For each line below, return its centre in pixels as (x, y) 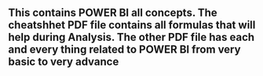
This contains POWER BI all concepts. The (113, 13)
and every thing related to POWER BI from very (124, 50)
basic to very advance (64, 62)
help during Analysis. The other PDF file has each (131, 37)
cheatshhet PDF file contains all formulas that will (132, 25)
